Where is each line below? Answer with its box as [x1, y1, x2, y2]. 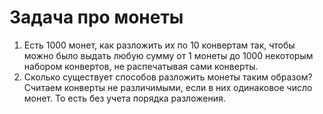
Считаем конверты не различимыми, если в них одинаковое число [23, 81, 313, 93]
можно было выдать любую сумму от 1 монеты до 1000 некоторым [23, 49, 314, 61]
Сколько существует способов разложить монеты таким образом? [23, 71, 313, 83]
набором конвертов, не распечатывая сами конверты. [23, 60, 259, 72]
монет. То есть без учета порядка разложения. [23, 92, 226, 104]
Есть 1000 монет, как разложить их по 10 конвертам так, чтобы [23, 39, 296, 51]
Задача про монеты [9, 6, 184, 29]
